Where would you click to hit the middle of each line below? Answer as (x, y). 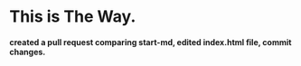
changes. (28, 52)
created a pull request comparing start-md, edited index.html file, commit (150, 42)
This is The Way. (73, 17)
